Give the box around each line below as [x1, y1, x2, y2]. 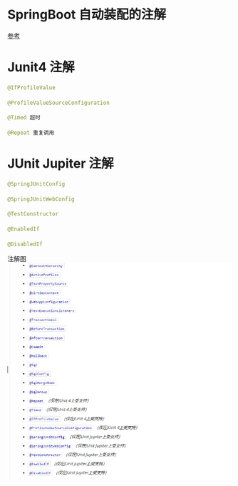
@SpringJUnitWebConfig [7, 196, 75, 203]
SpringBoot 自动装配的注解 [7, 6, 166, 23]
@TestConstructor [7, 211, 59, 218]
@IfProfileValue [7, 83, 56, 91]
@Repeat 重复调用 [7, 129, 55, 136]
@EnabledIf [7, 226, 40, 233]
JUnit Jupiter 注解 [7, 156, 114, 172]
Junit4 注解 [7, 59, 75, 76]
